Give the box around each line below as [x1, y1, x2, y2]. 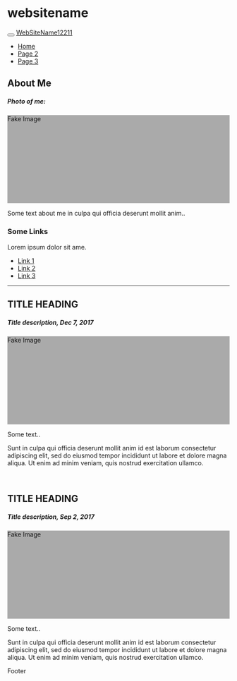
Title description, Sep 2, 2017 [7, 513, 95, 521]
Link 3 [17, 271, 36, 280]
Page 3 [17, 56, 39, 65]
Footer [7, 667, 27, 675]
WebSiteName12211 [16, 28, 73, 37]
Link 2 [17, 264, 36, 272]
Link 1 [17, 256, 35, 265]
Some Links [7, 227, 48, 237]
